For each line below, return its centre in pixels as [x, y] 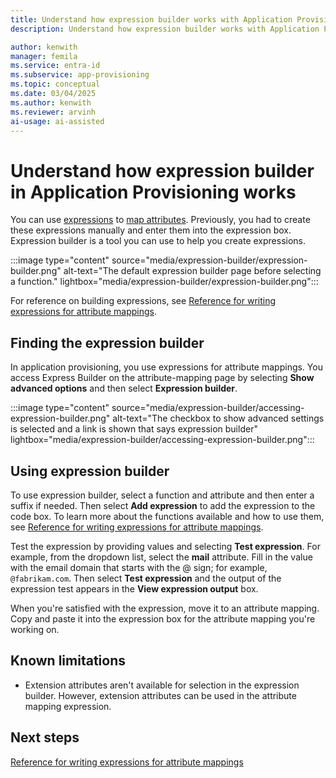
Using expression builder [90, 471]
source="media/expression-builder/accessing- [208, 408]
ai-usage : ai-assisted [57, 121]
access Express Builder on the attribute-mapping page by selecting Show [162, 378]
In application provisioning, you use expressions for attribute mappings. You [166, 367]
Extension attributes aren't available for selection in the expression [162, 685]
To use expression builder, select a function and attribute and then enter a [162, 495]
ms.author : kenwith [51, 102]
